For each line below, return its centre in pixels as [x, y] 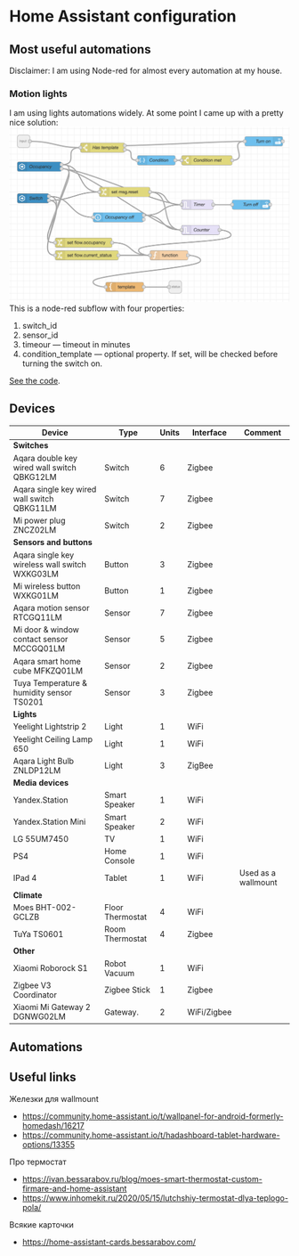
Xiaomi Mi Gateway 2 [52, 1007]
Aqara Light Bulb [43, 761]
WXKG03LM [36, 574]
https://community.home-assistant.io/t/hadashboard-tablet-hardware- [151, 1135]
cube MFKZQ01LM [48, 671]
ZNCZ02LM [35, 530]
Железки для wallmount [54, 1098]
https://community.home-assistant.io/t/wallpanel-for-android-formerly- [153, 1116]
